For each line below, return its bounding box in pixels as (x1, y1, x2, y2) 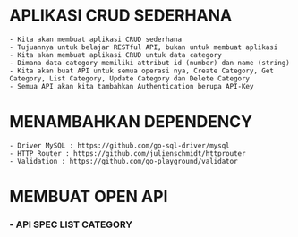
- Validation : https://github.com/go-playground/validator (9, 157, 239, 165)
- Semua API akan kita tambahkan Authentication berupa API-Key (9, 81, 254, 90)
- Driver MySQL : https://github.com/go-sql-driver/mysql (9, 140, 230, 150)
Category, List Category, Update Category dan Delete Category (9, 73, 251, 83)
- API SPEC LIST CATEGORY (9, 218, 132, 231)
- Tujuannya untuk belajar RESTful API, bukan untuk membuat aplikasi (9, 42, 278, 52)
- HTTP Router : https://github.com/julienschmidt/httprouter (9, 148, 246, 157)
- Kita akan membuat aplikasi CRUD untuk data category (9, 50, 222, 59)
